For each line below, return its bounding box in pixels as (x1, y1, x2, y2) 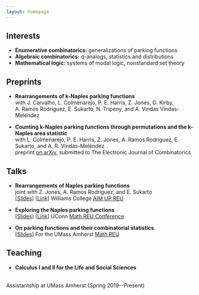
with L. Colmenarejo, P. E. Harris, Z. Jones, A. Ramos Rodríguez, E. (14, 136, 179, 144)
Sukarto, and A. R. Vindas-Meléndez (14, 142, 105, 150)
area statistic (33, 130, 68, 137)
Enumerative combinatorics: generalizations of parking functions (14, 47, 177, 54)
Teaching (6, 248, 42, 258)
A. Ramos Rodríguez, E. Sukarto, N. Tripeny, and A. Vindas (14, 105, 159, 112)
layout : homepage (6, 8, 50, 15)
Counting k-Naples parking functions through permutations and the (14, 123, 187, 130)
